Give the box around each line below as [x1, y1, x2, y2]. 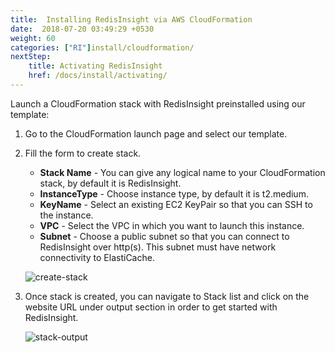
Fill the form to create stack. [24, 147, 142, 159]
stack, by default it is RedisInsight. [39, 177, 182, 189]
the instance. [39, 209, 94, 221]
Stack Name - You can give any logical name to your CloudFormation [39, 166, 326, 178]
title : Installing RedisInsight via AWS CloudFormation [10, 14, 253, 25]
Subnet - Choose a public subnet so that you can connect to [39, 230, 290, 242]
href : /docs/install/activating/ [28, 71, 168, 81]
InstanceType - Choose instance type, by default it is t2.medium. [39, 187, 309, 200]
